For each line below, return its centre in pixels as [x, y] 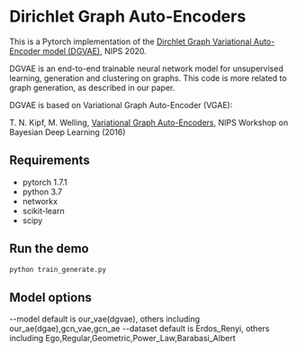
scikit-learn [43, 211]
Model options [51, 298]
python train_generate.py [58, 269]
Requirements [49, 161]
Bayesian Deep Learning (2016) [67, 131]
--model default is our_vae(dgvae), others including [105, 319]
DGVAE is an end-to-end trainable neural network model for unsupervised [146, 68]
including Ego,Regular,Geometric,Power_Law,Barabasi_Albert [122, 338]
